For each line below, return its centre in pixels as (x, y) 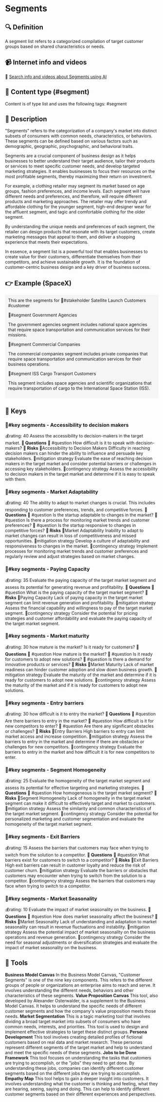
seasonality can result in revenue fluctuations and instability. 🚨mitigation (77, 927)
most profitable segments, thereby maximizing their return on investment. (79, 177)
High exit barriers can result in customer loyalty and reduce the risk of (75, 865)
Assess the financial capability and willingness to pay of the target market (79, 608)
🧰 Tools (17, 963)
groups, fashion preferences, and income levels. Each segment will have (78, 191)
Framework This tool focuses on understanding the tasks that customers (78, 1058)
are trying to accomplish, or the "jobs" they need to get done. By (70, 1063)
